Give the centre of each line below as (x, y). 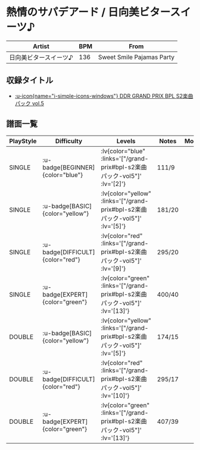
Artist (41, 46)
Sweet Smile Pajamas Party (136, 57)
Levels (126, 141)
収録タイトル (30, 81)
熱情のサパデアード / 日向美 (73, 12)
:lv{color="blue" (123, 151)
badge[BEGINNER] (69, 167)
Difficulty (69, 141)
